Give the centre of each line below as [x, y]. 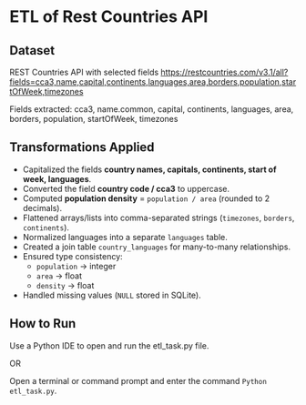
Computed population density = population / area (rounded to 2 [146, 198]
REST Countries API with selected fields [84, 72]
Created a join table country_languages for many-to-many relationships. [157, 247]
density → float [65, 285]
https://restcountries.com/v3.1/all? [224, 72]
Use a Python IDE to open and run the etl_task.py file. [109, 345]
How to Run [43, 324]
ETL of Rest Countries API [109, 17]
